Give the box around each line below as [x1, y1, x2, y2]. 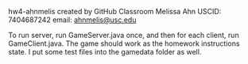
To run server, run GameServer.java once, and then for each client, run [8, 31, 240, 40]
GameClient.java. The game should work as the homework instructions [8, 39, 240, 48]
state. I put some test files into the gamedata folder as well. [8, 47, 202, 56]
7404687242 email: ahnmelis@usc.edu [8, 15, 137, 24]
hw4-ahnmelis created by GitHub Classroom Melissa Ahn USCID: [8, 7, 222, 16]
